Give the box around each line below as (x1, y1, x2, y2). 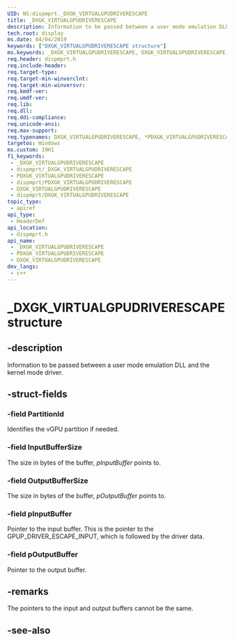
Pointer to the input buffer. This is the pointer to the (7, 525, 155, 534)
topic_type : (7, 198, 42, 206)
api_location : (7, 224, 49, 231)
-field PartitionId (7, 409, 64, 418)
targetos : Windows (7, 140, 61, 147)
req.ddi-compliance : (7, 114, 68, 121)
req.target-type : (7, 68, 58, 75)
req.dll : (7, 107, 33, 114)
